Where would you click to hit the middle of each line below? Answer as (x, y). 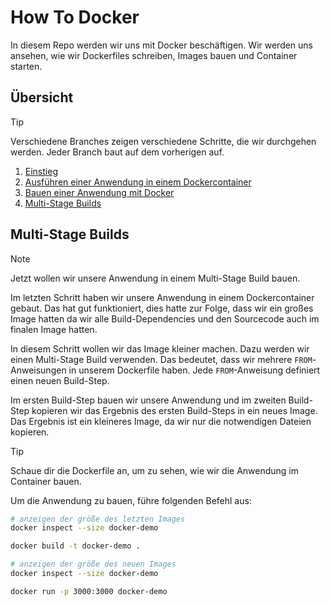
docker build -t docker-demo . (75, 546)
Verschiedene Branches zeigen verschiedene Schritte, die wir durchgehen (163, 141)
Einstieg (41, 171)
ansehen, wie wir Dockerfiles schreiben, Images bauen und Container (154, 55)
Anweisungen (38, 370)
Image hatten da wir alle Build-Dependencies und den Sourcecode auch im (165, 318)
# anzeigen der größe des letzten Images (98, 519)
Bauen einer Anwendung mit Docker (99, 192)
